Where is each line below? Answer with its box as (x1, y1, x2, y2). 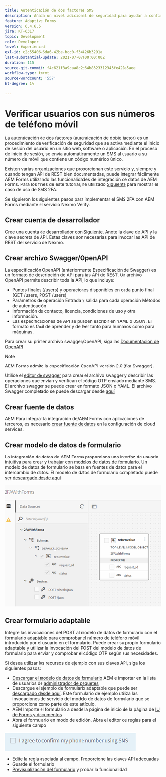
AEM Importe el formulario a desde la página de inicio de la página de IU (12, 706, 160, 712)
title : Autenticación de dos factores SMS (5, 8, 94, 13)
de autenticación (12, 303, 47, 309)
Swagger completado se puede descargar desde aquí (5, 388, 115, 394)
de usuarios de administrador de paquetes (12, 680, 99, 686)
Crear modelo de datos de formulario (5, 441, 121, 449)
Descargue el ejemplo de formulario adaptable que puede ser (12, 686, 138, 691)
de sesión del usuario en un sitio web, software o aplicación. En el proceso (5, 145, 157, 151)
